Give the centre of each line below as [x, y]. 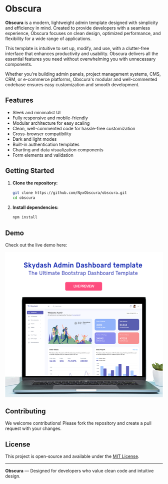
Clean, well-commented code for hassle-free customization [74, 128]
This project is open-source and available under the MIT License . [72, 456]
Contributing [25, 411]
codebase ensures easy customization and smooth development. [72, 84]
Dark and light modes [34, 139]
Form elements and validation [43, 155]
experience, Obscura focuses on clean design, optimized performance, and [83, 33]
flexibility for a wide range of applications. [48, 39]
